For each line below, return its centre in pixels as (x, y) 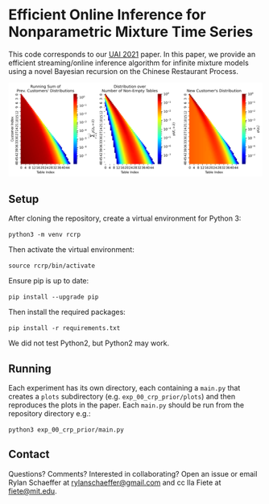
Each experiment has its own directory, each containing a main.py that (124, 388)
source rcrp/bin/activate (52, 266)
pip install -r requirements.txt (64, 328)
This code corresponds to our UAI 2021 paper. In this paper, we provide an (132, 54)
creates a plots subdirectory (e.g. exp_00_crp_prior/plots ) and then (122, 397)
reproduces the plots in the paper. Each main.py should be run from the (126, 405)
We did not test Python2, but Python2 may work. (89, 343)
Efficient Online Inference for (108, 15)
